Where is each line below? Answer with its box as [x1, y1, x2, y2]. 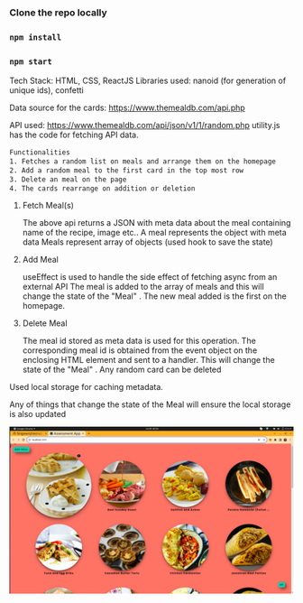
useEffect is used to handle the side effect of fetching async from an [22, 272, 278, 283]
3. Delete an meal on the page [9, 175, 127, 184]
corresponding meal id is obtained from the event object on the [22, 345, 258, 356]
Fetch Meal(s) [22, 200, 75, 211]
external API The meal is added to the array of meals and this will [22, 282, 264, 292]
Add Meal [22, 255, 59, 265]
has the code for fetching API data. [9, 129, 139, 141]
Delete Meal [22, 318, 68, 329]
